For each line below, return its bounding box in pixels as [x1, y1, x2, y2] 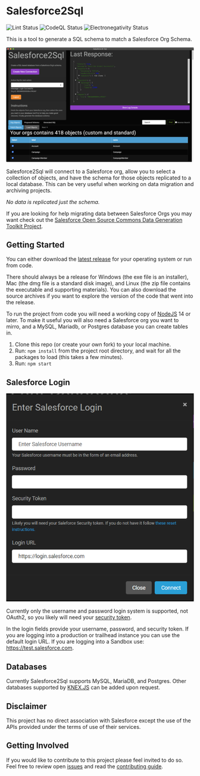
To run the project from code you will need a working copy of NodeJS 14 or [6, 310, 191, 317]
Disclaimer [6, 701, 47, 711]
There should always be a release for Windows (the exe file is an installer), [6, 273, 189, 281]
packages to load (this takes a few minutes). [14, 354, 124, 361]
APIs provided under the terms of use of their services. [6, 723, 141, 730]
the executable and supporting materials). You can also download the [6, 286, 177, 293]
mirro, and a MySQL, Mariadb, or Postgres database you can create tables [6, 323, 189, 330]
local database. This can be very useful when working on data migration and [6, 180, 194, 187]
